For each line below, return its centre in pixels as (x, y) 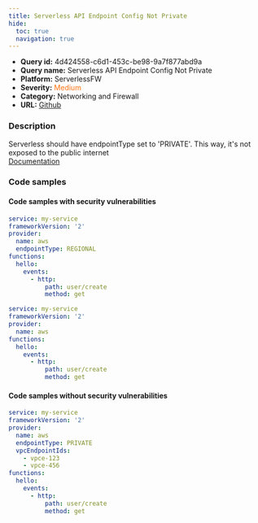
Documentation (34, 161)
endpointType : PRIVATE (54, 443)
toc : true (32, 31)
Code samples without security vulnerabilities (88, 395)
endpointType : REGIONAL (56, 249)
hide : (17, 24)
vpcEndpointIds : (43, 451)
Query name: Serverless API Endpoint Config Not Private (116, 71)
